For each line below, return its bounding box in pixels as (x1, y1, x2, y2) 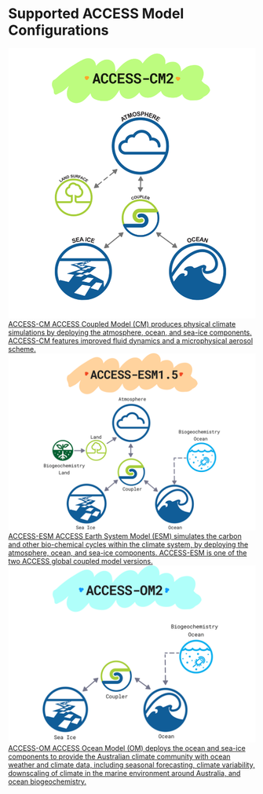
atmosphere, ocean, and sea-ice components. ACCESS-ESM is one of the (8, 548, 247, 558)
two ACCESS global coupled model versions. (8, 557, 153, 566)
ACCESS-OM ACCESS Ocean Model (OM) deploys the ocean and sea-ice (8, 744, 246, 753)
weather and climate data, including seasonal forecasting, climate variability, (8, 760, 255, 770)
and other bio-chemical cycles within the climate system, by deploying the (8, 540, 249, 550)
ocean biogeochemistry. (8, 777, 87, 786)
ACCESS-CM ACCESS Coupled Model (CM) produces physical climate (8, 319, 236, 328)
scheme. (8, 344, 37, 353)
